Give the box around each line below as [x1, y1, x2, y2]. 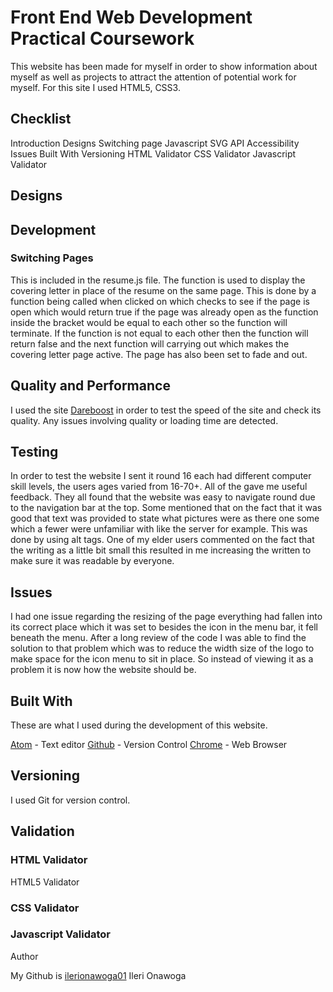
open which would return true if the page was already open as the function [10, 306, 319, 318]
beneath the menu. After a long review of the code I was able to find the [10, 632, 307, 644]
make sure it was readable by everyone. [10, 555, 175, 567]
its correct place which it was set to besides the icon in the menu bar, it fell [10, 621, 318, 633]
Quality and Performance [10, 377, 171, 395]
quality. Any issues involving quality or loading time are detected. [10, 414, 279, 426]
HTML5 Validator [10, 876, 80, 888]
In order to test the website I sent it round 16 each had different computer [10, 470, 312, 482]
